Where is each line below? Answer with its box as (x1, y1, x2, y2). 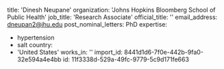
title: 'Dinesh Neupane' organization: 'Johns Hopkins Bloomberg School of (7, 6, 216, 14)
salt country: (16, 41, 53, 49)
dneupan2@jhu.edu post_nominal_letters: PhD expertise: (7, 20, 168, 28)
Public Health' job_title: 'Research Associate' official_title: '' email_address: (7, 13, 218, 21)
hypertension (16, 33, 55, 42)
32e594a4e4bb (16, 55, 62, 64)
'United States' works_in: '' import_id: (16, 48, 123, 56)
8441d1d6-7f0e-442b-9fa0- (124, 48, 204, 56)
